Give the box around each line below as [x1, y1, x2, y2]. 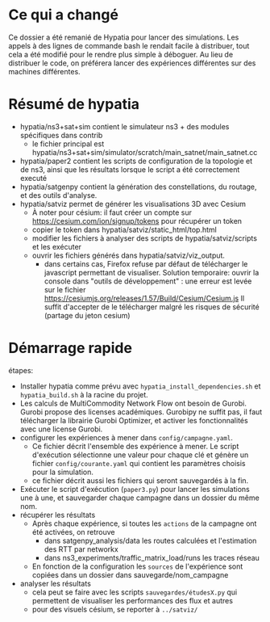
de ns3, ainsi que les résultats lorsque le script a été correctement [19, 164, 240, 174]
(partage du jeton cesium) [44, 310, 131, 320]
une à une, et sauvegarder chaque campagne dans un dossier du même [19, 493, 260, 502]
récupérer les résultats [19, 510, 96, 519]
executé [19, 173, 48, 183]
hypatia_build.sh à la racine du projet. [19, 389, 149, 399]
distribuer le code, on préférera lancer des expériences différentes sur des [8, 58, 256, 68]
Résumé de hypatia [8, 95, 139, 114]
